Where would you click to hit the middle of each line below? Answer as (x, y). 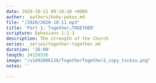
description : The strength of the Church (57, 39)
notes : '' (18, 66)
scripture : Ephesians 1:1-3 (40, 33)
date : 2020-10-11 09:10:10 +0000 (47, 11)
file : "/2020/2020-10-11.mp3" (43, 22)
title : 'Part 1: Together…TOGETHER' (51, 28)
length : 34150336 (27, 55)
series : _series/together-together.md (53, 44)
